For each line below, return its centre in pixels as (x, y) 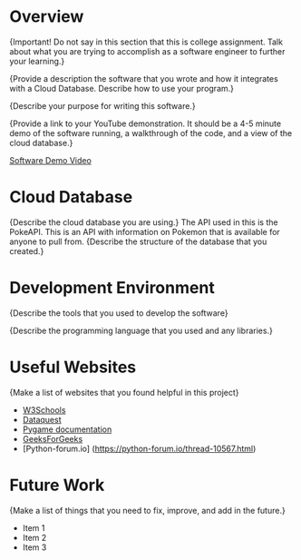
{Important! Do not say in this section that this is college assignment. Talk (146, 42)
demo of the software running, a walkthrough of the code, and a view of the (151, 133)
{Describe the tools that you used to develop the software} (119, 313)
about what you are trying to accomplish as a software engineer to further (147, 51)
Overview (47, 17)
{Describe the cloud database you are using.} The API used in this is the (144, 222)
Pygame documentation (67, 429)
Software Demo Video (51, 160)
